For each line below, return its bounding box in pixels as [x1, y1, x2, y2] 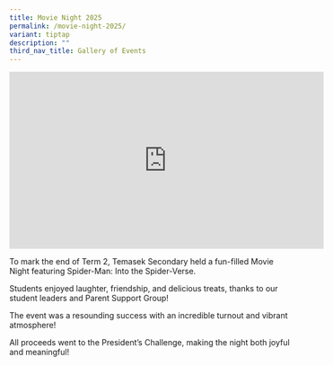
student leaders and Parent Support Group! [9, 293, 169, 304]
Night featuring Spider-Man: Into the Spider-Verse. [9, 266, 197, 277]
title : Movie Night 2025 [9, 13, 102, 22]
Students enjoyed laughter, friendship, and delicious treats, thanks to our [9, 283, 278, 294]
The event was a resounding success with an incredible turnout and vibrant [9, 310, 288, 321]
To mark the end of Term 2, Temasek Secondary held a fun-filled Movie [9, 256, 274, 267]
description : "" [9, 38, 70, 48]
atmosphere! [9, 320, 57, 331]
